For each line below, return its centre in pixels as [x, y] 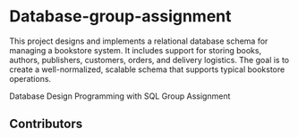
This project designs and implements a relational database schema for [139, 41]
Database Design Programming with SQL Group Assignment [120, 96]
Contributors [46, 124]
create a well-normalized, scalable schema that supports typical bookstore [147, 69]
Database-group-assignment [120, 16]
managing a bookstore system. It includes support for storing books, [136, 50]
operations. [30, 78]
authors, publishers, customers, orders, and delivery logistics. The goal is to [149, 60]
